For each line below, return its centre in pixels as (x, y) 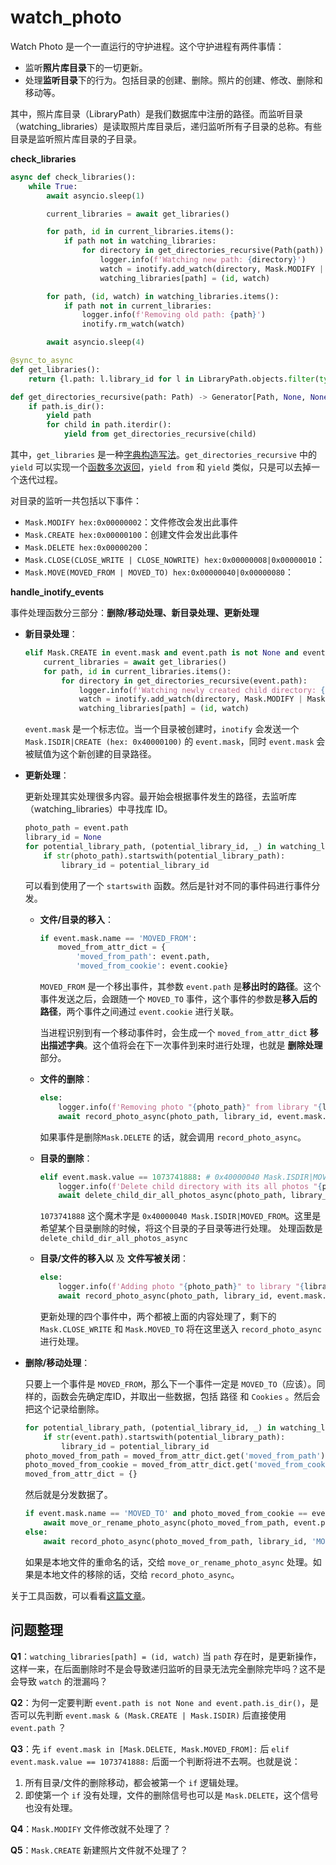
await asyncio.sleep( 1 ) (95, 196)
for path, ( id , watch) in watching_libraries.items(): (163, 296)
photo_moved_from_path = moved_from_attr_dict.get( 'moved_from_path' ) (175, 1456)
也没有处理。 (51, 1807)
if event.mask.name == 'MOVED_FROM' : (118, 938)
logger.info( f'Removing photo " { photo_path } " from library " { (190, 1107)
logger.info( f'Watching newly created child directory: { (202, 690)
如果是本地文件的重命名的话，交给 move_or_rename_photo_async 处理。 (168, 1562)
